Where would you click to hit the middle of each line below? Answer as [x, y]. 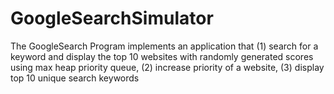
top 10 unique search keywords [75, 78]
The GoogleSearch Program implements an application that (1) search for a [164, 46]
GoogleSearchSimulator [112, 18]
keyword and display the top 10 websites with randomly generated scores [162, 56]
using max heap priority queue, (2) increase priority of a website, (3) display [167, 67]
